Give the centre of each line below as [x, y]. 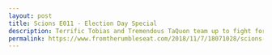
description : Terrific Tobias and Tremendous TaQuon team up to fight [130, 31]
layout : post [30, 16]
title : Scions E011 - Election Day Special [83, 23]
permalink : [27, 38]
